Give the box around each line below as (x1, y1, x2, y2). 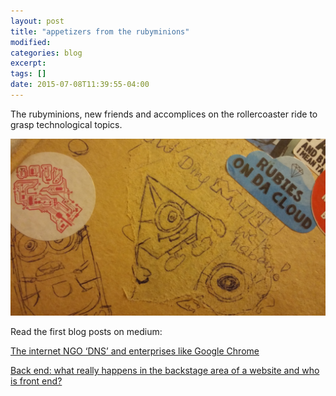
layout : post (10, 16, 65, 26)
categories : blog (10, 48, 83, 58)
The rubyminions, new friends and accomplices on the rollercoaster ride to (10, 108, 318, 120)
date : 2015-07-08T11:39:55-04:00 (10, 80, 150, 90)
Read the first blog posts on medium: (10, 326, 163, 338)
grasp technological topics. (10, 118, 123, 130)
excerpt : (10, 58, 47, 69)
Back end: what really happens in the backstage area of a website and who (10, 365, 320, 377)
